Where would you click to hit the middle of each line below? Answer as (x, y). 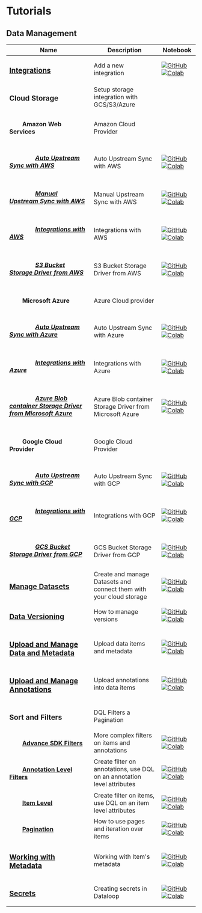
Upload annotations (121, 680)
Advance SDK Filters (52, 743)
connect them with (120, 589)
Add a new (109, 66)
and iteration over (118, 829)
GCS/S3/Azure (114, 105)
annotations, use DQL (124, 769)
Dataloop (106, 896)
